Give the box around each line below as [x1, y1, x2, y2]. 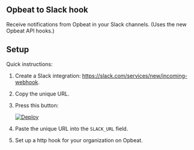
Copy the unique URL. [14, 90, 70, 97]
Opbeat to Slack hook [6, 5, 88, 15]
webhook [14, 78, 38, 86]
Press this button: [14, 101, 59, 109]
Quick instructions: [6, 60, 53, 68]
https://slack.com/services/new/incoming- [82, 72, 188, 79]
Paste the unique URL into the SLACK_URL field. [14, 125, 129, 132]
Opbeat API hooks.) [6, 27, 55, 34]
